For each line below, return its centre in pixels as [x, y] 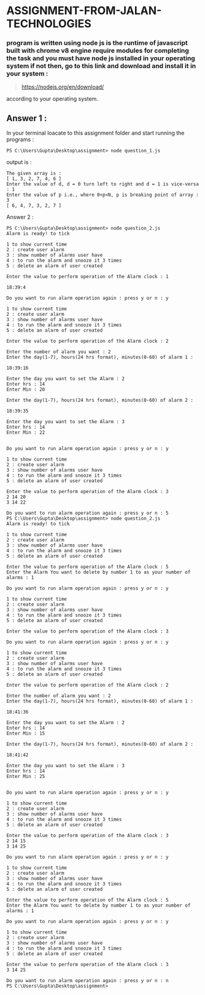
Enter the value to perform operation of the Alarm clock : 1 [87, 277]
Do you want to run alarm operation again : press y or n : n [87, 981]
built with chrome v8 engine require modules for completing [98, 51]
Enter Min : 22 [26, 433]
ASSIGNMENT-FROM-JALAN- [84, 11]
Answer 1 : [27, 118]
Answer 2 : [20, 217]
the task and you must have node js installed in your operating [101, 58]
